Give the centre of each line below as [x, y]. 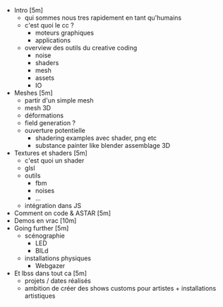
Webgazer [50, 266]
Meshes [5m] [33, 93]
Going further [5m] [41, 228]
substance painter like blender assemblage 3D [103, 145]
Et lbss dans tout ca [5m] [50, 273]
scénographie [44, 236]
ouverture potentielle [55, 131]
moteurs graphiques [64, 33]
